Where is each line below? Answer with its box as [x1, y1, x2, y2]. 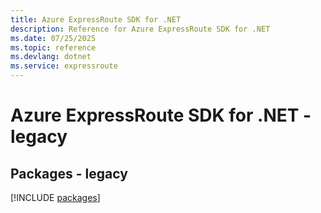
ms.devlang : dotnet [10, 52, 92, 62]
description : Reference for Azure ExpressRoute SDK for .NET [10, 24, 271, 34]
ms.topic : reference [10, 42, 97, 53]
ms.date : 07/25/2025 [10, 33, 97, 43]
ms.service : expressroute [10, 61, 118, 71]
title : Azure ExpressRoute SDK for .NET [10, 14, 182, 25]
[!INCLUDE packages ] [10, 192, 101, 203]
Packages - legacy [10, 165, 128, 182]
